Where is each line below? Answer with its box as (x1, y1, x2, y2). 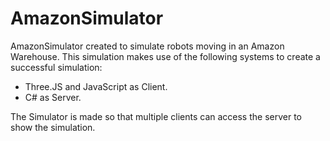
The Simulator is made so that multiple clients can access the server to (10, 110, 302, 122)
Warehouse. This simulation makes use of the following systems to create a (10, 50, 321, 62)
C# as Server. (24, 91, 82, 103)
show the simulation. (10, 121, 96, 133)
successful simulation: (10, 61, 103, 73)
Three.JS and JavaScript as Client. (24, 80, 168, 92)
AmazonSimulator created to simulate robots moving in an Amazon (10, 40, 285, 52)
